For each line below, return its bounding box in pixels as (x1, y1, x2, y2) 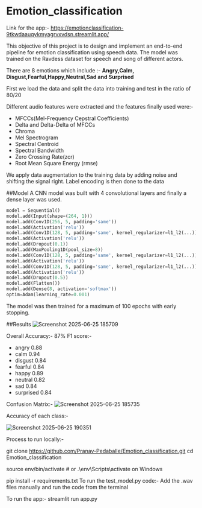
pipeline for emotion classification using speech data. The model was (6, 48, 179, 56)
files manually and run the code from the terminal (6, 483, 129, 491)
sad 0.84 (14, 382, 37, 390)
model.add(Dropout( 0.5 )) (6, 275, 69, 281)
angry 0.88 (14, 344, 43, 351)
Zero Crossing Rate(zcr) (14, 153, 75, 160)
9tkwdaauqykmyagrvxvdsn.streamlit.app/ (6, 30, 109, 37)
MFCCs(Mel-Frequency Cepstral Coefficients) (14, 115, 129, 122)
